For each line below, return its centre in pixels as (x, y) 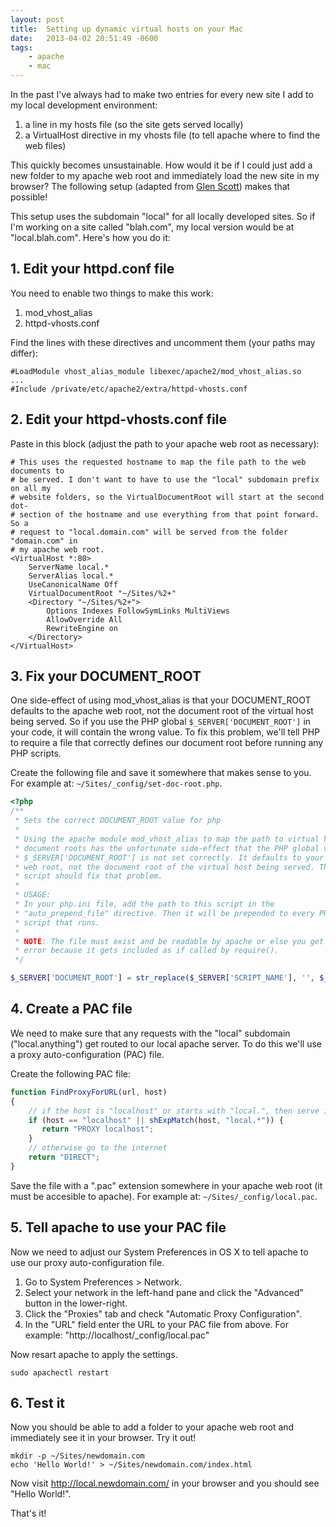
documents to (37, 471)
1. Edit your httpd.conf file (92, 269)
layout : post (37, 19)
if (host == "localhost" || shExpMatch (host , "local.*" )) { (156, 1120)
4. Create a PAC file (71, 1009)
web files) (45, 145)
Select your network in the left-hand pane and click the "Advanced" (164, 1292)
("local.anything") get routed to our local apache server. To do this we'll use (166, 1043)
